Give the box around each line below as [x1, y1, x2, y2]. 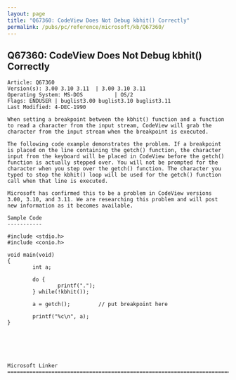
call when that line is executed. [7, 177, 109, 185]
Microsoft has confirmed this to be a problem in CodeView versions [7, 190, 212, 197]
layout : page [7, 10, 46, 18]
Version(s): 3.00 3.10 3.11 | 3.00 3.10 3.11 [7, 85, 146, 92]
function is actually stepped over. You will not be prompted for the [7, 159, 218, 166]
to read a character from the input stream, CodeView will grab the [7, 122, 212, 129]
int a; [32, 264, 52, 271]
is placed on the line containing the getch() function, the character [7, 147, 221, 154]
